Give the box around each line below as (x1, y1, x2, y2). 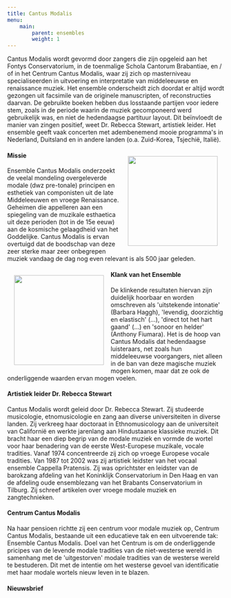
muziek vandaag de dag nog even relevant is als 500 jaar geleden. (7, 255, 196, 263)
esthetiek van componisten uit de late (7, 189, 114, 197)
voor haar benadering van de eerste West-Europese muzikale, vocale (7, 441, 205, 450)
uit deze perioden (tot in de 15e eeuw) (7, 218, 115, 226)
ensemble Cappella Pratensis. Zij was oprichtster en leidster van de (7, 463, 199, 472)
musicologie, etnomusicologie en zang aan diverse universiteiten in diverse (7, 412, 221, 421)
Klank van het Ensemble (110, 270, 181, 278)
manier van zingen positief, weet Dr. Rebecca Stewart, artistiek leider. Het (7, 121, 217, 129)
